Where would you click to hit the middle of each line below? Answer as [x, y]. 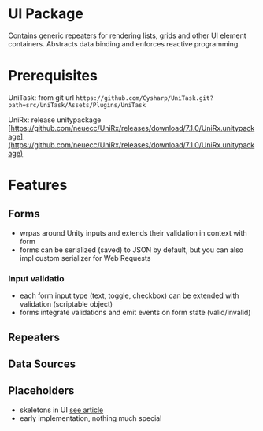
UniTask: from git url [41, 97]
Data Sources [42, 364]
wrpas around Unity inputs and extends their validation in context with [133, 232]
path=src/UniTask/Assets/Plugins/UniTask [77, 105]
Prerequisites [53, 76]
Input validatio [36, 278]
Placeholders [41, 391]
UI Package [46, 14]
